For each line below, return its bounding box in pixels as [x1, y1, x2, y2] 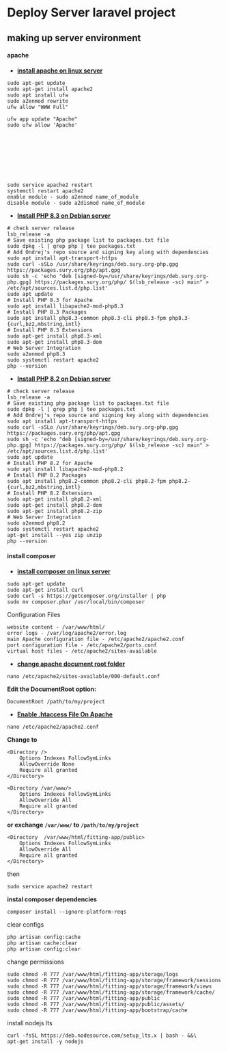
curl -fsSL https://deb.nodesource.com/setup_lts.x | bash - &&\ [7, 1032, 197, 1039]
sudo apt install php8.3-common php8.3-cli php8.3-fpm [7, 314, 167, 321]
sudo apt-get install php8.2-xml [7, 495, 102, 503]
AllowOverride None [19, 760, 75, 768]
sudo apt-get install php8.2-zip [7, 508, 102, 514]
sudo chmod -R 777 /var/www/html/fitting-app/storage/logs [7, 970, 179, 977]
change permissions [7, 957, 65, 966]
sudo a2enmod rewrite [7, 97, 69, 104]
